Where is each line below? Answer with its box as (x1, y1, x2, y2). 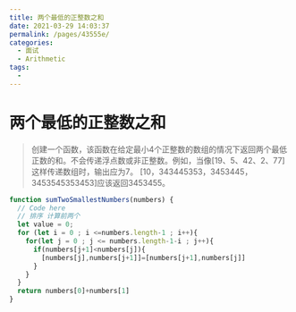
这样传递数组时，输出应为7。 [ (30, 166, 143, 177)
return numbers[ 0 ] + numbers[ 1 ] (17, 287, 130, 296)
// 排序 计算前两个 (17, 212, 80, 221)
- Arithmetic (17, 55, 66, 63)
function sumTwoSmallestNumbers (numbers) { (9, 195, 174, 204)
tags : (9, 63, 30, 72)
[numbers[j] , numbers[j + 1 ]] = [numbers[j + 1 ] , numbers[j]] (41, 253, 246, 262)
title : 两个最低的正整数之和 (9, 13, 105, 22)
